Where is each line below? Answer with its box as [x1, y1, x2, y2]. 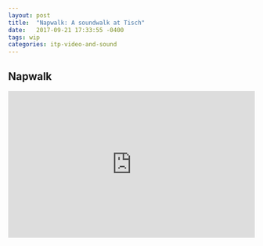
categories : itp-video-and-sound [8, 41, 117, 49]
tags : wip [8, 33, 41, 42]
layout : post [8, 11, 51, 20]
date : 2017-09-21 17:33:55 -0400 [8, 26, 124, 34]
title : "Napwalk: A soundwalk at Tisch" [8, 19, 146, 27]
